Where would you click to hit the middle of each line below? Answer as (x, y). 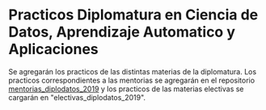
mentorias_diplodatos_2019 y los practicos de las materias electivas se (126, 89)
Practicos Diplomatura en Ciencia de (133, 15)
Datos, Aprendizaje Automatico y (122, 32)
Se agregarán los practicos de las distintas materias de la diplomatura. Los (133, 71)
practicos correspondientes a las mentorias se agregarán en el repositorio (132, 80)
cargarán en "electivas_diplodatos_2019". (77, 97)
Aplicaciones (53, 49)
